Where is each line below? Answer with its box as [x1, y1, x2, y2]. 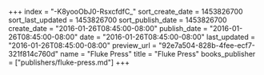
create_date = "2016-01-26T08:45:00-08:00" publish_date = [8, 24, 208, 33]
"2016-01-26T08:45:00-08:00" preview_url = [8, 41, 158, 50]
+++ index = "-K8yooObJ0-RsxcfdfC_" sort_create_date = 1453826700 [8, 7, 243, 16]
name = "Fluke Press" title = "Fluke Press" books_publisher [59, 49, 256, 58]
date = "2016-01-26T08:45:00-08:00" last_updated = [79, 32, 256, 41]
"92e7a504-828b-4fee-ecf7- [158, 41, 256, 50]
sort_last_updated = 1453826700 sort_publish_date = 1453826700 [8, 15, 227, 25]
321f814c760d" [8, 49, 58, 58]
